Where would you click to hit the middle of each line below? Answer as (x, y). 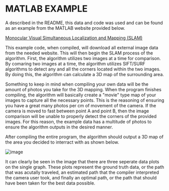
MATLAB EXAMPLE (46, 9)
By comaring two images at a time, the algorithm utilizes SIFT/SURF (75, 63)
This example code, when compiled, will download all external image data (82, 47)
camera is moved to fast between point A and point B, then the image (77, 111)
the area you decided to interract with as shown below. (62, 142)
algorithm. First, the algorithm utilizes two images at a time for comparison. (83, 58)
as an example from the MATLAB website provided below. (65, 28)
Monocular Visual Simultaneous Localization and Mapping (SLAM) (74, 38)
